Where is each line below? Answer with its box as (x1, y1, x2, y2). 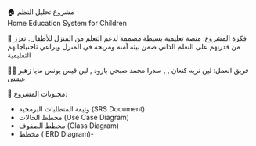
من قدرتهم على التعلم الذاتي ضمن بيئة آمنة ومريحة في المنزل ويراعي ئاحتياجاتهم (7, 42, 240, 51)
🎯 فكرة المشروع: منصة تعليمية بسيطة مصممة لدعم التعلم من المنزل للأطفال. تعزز (7, 34, 247, 42)
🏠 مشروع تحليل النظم (7, 7, 75, 16)
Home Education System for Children (7, 19, 127, 27)
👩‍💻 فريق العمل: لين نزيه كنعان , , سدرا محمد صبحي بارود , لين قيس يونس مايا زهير (7, 66, 249, 75)
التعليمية (7, 50, 31, 60)
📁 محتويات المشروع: (7, 89, 68, 98)
